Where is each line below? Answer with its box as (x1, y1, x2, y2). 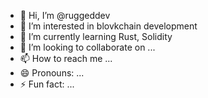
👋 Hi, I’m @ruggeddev (19, 10, 111, 21)
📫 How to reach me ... (19, 53, 113, 64)
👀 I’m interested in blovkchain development (19, 20, 198, 32)
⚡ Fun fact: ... (19, 78, 75, 90)
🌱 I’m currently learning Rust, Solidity (19, 31, 173, 42)
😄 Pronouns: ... (19, 67, 85, 79)
